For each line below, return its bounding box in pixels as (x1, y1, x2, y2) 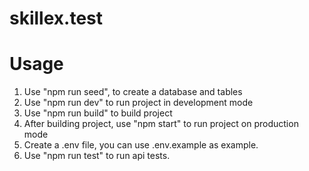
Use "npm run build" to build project (23, 107, 173, 119)
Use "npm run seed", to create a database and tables (23, 86, 243, 98)
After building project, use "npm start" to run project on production (23, 118, 299, 130)
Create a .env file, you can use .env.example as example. (23, 139, 259, 151)
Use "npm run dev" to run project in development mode (23, 97, 254, 109)
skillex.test (9, 7, 103, 30)
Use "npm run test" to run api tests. (23, 150, 171, 162)
